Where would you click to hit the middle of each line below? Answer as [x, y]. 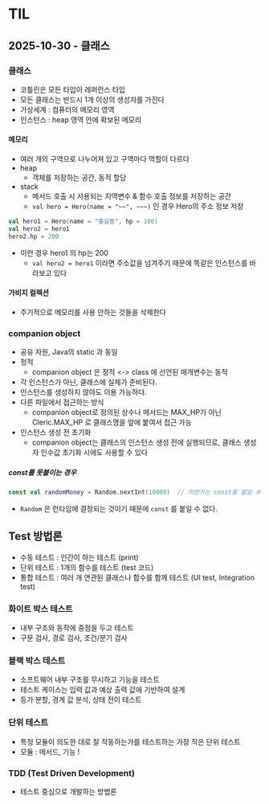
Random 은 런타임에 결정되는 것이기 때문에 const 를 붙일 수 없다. [119, 509]
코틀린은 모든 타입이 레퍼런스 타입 [73, 89]
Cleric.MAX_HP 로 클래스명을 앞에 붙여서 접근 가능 [112, 422]
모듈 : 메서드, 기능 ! [50, 752]
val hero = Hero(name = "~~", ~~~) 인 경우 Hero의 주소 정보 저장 [138, 207]
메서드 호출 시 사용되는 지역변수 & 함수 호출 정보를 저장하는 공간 [131, 196]
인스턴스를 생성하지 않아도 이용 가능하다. [83, 392]
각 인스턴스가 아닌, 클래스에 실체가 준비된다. [89, 382]
